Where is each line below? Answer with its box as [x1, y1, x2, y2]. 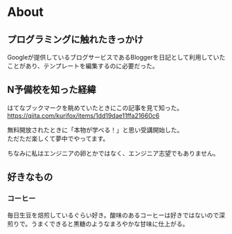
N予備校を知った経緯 [7, 84, 97, 96]
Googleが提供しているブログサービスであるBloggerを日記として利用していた [7, 53, 226, 61]
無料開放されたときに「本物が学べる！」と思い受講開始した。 [7, 125, 184, 134]
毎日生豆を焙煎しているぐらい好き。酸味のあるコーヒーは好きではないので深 [7, 210, 225, 219]
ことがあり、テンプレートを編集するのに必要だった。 [7, 62, 159, 70]
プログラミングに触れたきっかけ [7, 33, 144, 45]
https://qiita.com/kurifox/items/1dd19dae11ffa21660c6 [7, 111, 160, 120]
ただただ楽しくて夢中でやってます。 [7, 134, 109, 143]
